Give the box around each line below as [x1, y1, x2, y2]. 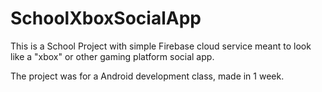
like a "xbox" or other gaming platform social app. [10, 50, 215, 62]
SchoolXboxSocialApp [10, 7, 202, 30]
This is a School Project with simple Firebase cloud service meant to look [10, 40, 312, 52]
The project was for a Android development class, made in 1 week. [10, 70, 285, 82]
